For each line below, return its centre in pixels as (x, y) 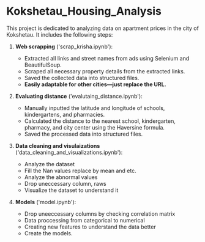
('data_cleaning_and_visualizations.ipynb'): (69, 152)
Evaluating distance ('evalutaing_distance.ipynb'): (79, 96)
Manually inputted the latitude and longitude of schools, (95, 108)
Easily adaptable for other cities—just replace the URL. (95, 84)
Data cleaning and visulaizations (58, 145)
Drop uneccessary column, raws (65, 183)
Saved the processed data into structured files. (84, 134)
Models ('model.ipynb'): (46, 202)
